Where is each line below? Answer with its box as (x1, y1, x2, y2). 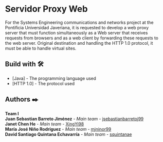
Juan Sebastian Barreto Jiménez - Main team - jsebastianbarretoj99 (5, 116, 144, 122)
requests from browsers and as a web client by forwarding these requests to (5, 35, 159, 41)
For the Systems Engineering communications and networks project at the (5, 19, 154, 25)
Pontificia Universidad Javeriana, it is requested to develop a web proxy (5, 24, 149, 30)
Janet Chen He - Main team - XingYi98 (5, 121, 84, 127)
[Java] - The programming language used (12, 75, 96, 81)
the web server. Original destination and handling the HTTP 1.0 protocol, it (5, 40, 153, 46)
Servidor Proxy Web (5, 3, 88, 15)
